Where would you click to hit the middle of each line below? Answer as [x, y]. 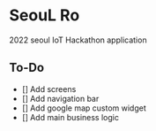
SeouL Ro [45, 15]
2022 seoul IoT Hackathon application [78, 40]
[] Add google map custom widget [84, 108]
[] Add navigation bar [60, 98]
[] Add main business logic [70, 117]
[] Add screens [49, 89]
